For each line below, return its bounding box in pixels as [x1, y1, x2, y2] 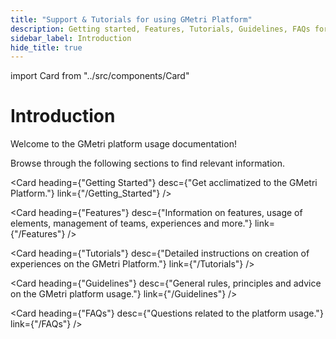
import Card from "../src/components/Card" [10, 70, 190, 82]
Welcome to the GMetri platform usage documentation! [10, 138, 237, 150]
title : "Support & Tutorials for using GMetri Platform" [10, 14, 253, 25]
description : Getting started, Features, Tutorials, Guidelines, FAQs [10, 24, 311, 34]
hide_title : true [10, 42, 83, 53]
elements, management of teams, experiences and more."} [10, 217, 253, 230]
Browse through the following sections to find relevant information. [10, 157, 286, 170]
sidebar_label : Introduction [10, 33, 132, 43]
